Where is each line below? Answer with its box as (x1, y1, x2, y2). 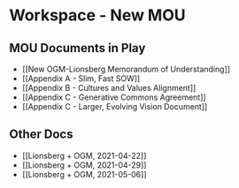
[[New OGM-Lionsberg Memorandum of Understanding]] (21, 64, 231, 74)
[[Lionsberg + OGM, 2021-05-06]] (21, 169, 147, 179)
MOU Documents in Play (9, 41, 146, 56)
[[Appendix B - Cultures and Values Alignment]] (21, 83, 197, 93)
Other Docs (9, 127, 73, 142)
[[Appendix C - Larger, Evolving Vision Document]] (21, 102, 208, 111)
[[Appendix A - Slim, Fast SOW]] (21, 73, 141, 84)
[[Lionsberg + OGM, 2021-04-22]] (21, 150, 147, 161)
